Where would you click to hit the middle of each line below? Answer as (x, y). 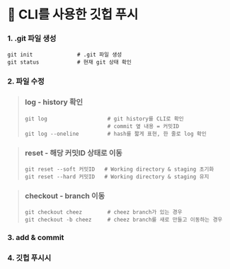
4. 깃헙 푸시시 (29, 258)
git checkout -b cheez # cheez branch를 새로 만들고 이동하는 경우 (123, 220)
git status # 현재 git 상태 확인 (70, 62)
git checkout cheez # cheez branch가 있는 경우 (103, 212)
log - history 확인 (54, 102)
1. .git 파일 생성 (32, 38)
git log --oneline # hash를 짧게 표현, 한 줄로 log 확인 (115, 134)
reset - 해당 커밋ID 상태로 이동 (73, 153)
